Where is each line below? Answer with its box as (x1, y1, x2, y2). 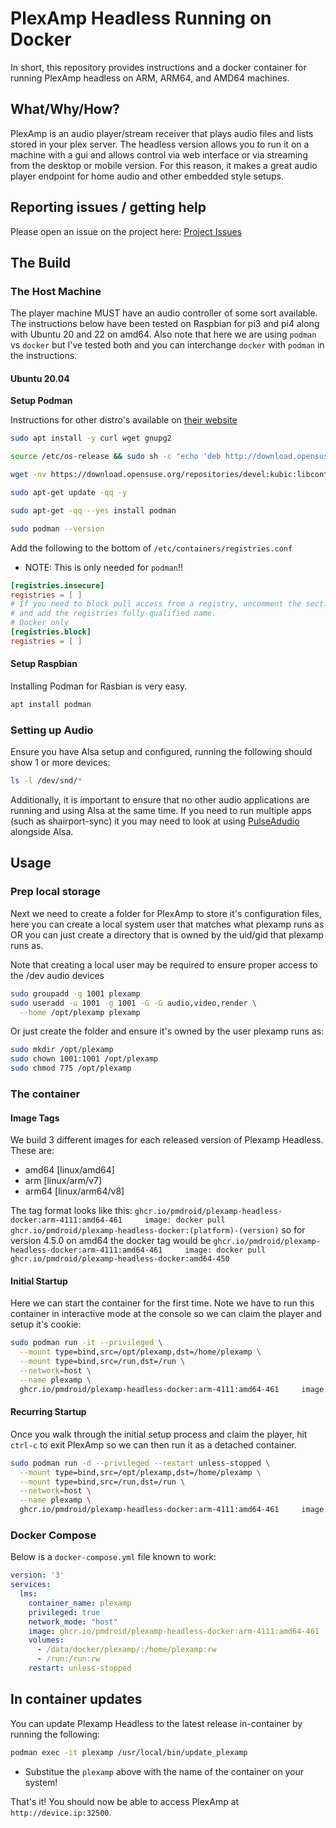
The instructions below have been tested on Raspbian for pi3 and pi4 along (10, 318, 320, 330)
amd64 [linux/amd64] (24, 1164, 115, 1176)
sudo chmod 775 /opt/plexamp (10, 1063, 132, 1074)
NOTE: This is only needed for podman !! (24, 561, 183, 573)
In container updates (10, 1691, 143, 1708)
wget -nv (10, 470, 47, 480)
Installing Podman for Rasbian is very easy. (10, 680, 188, 692)
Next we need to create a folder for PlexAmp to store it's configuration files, (10, 907, 322, 919)
